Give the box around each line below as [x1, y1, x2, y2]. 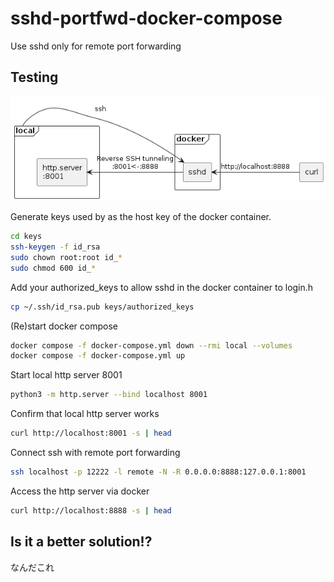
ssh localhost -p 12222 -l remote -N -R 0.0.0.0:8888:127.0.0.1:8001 [10, 467, 307, 477]
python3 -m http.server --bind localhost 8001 [10, 390, 208, 400]
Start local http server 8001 [10, 369, 123, 381]
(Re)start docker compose [10, 320, 118, 332]
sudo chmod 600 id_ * [10, 263, 97, 273]
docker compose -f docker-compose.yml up [10, 351, 186, 361]
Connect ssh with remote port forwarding [10, 447, 181, 459]
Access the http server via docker [10, 485, 150, 497]
